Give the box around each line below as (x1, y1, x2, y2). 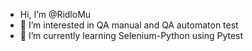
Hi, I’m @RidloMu (19, 9, 92, 20)
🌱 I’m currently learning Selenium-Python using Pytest (19, 30, 244, 41)
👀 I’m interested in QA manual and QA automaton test (19, 19, 239, 31)
